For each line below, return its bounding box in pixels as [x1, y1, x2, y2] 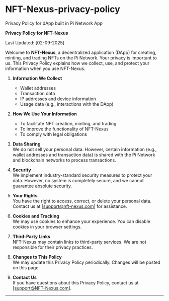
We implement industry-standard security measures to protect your [12, 172, 152, 178]
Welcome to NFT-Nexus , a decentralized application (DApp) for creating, [5, 49, 157, 55]
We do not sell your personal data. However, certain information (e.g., [12, 146, 157, 152]
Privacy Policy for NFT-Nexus [5, 30, 68, 36]
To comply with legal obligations [20, 131, 87, 137]
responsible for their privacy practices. [12, 244, 93, 250]
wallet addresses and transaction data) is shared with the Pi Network [12, 152, 155, 158]
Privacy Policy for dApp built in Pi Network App [5, 20, 103, 26]
